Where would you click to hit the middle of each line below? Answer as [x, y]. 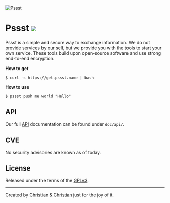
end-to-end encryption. [30, 58]
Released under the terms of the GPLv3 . [47, 181]
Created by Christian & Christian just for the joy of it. [59, 195]
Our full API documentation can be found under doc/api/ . [65, 124]
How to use [17, 87]
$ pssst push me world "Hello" [38, 96]
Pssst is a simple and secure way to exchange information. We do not [78, 42]
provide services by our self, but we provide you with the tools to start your [83, 48]
